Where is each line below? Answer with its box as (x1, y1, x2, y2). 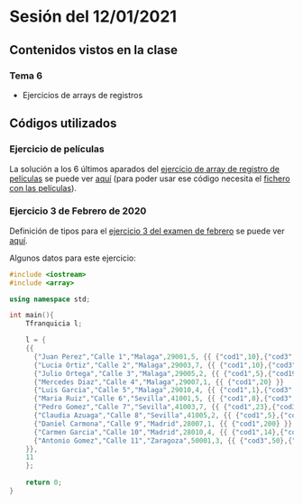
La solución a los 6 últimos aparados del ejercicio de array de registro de (9, 163, 280, 174)
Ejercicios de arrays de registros (22, 89, 143, 100)
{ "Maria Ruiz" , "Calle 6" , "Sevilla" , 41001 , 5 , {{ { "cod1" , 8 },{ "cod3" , (32, 394, 297, 403)
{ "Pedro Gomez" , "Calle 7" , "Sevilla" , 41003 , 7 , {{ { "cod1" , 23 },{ (32, 403, 277, 412)
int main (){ (9, 311, 54, 320)
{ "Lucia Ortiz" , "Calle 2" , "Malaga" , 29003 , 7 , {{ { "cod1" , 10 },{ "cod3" (32, 361, 297, 370)
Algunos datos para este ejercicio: (9, 252, 137, 263)
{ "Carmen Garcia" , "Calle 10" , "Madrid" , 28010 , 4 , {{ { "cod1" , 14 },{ (32, 427, 284, 436)
